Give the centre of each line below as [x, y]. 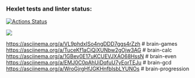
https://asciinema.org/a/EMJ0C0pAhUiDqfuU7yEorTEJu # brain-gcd [89, 63]
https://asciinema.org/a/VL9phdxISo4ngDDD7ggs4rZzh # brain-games [92, 44]
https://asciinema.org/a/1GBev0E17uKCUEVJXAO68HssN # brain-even [91, 56]
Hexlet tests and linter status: [49, 9]
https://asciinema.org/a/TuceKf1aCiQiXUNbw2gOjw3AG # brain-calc [89, 50]
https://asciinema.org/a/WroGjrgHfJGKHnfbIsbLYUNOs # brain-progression [98, 69]
